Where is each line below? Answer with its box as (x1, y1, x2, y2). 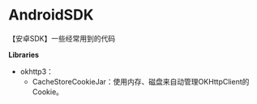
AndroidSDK (8, 6, 94, 24)
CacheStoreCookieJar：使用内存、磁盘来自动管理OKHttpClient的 (32, 76, 250, 86)
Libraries (8, 50, 39, 59)
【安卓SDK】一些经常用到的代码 (8, 33, 116, 43)
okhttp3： (19, 67, 54, 76)
